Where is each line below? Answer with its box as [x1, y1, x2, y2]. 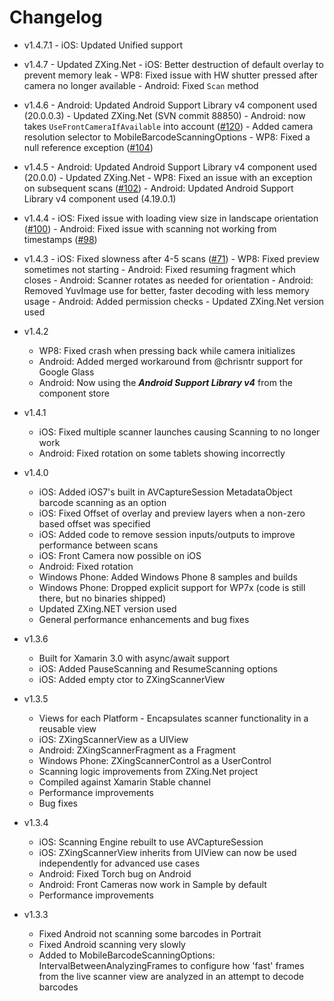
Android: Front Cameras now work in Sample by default [38, 878, 267, 890]
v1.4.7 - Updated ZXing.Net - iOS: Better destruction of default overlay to [23, 58, 324, 70]
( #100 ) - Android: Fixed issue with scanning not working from [23, 222, 277, 235]
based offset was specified [38, 517, 151, 530]
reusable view [38, 722, 97, 735]
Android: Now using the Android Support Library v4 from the [38, 376, 293, 388]
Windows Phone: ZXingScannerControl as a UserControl [38, 754, 272, 766]
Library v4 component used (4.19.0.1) [23, 192, 177, 205]
